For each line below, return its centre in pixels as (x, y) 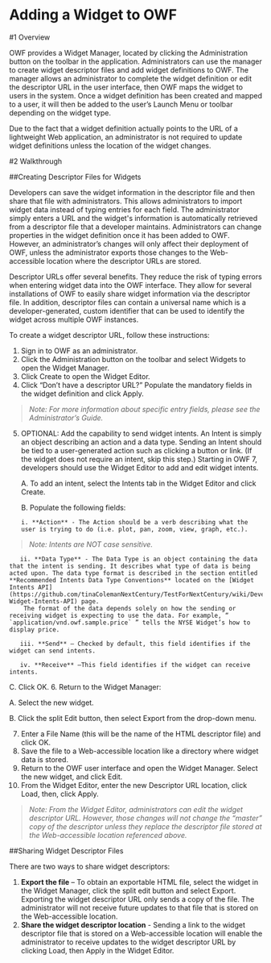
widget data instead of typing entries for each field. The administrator (124, 209)
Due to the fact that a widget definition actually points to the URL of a (123, 128)
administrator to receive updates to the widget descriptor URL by (128, 942)
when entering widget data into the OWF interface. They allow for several (131, 285)
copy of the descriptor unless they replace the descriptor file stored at (145, 826)
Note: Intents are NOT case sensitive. (91, 544)
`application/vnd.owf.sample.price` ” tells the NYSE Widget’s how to (130, 623)
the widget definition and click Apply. (82, 394)
